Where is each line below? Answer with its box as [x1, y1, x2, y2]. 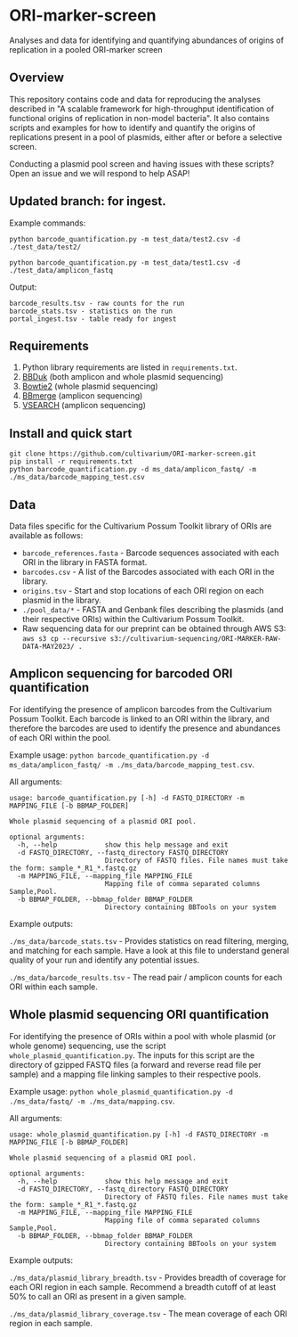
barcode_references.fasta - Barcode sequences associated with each [21, 547, 279, 558]
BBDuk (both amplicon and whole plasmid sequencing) [21, 372, 224, 382]
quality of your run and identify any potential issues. [9, 955, 200, 965]
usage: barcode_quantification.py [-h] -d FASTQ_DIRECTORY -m [9, 793, 245, 802]
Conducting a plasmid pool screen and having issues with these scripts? [9, 158, 274, 169]
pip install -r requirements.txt [9, 457, 133, 466]
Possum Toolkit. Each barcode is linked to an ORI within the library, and [9, 713, 270, 724]
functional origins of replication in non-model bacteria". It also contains [9, 112, 270, 123]
